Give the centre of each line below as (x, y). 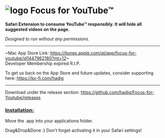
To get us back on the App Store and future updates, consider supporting (79, 73)
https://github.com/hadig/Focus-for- (118, 92)
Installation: (20, 110)
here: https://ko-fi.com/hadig (34, 78)
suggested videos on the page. (38, 29)
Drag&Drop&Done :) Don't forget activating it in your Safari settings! (73, 131)
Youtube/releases (23, 97)
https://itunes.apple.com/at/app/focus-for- (93, 53)
